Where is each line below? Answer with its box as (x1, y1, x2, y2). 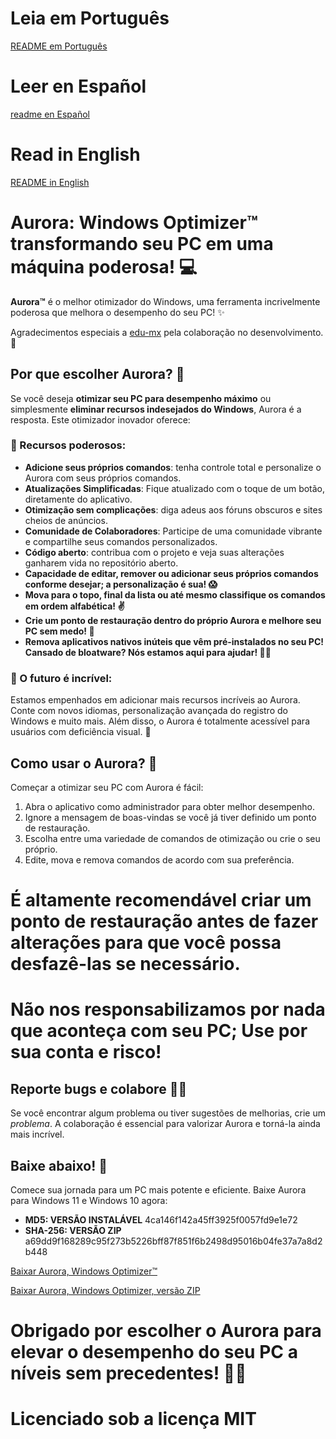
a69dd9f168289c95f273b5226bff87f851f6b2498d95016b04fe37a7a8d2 (24, 1235, 323, 1247)
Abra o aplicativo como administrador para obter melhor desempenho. (24, 800, 315, 812)
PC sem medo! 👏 (24, 625, 95, 637)
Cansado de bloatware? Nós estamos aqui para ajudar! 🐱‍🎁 (24, 646, 272, 658)
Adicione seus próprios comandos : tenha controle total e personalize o (24, 461, 322, 473)
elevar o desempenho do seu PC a (10, 1341, 298, 1364)
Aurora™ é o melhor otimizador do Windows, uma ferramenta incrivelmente (10, 295, 321, 307)
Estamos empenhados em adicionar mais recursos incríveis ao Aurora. (10, 694, 301, 706)
